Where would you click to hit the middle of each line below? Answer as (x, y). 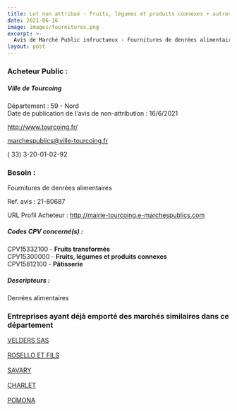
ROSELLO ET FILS (34, 355)
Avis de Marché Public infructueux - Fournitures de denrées (105, 40)
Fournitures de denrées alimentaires (60, 188)
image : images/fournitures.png (53, 27)
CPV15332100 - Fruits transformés (59, 249)
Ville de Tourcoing (35, 88)
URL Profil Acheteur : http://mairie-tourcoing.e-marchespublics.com (106, 215)
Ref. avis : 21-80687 (36, 202)
